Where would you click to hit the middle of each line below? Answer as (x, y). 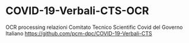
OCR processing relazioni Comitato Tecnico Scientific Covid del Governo (94, 27)
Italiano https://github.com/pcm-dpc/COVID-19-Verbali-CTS (79, 33)
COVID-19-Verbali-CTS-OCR (77, 11)
